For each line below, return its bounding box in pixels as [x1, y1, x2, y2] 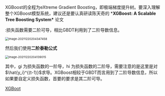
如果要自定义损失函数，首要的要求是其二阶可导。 [5, 76, 105, 81]
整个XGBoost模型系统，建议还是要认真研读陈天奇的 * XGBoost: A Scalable [5, 10, 157, 16]
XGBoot [5, 86, 21, 91]
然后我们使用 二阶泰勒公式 [5, 45, 57, 51]
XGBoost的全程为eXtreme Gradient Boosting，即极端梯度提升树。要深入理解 [5, 4, 161, 10]
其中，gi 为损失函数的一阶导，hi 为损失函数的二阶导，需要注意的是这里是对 [5, 64, 158, 69]
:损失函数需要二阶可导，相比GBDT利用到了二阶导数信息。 [5, 27, 123, 33]
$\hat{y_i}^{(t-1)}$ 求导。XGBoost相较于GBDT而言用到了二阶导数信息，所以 [5, 69, 158, 75]
